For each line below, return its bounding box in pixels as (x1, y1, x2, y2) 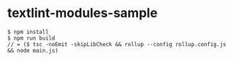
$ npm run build (7, 34, 55, 42)
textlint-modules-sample (7, 5, 158, 21)
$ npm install (7, 28, 50, 35)
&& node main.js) (7, 47, 59, 54)
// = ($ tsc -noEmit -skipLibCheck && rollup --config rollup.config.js (7, 40, 227, 48)
